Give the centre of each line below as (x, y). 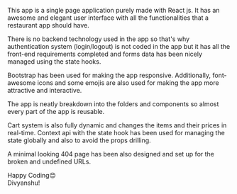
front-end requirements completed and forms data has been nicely (105, 54)
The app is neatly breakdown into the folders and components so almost (113, 104)
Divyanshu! (24, 183)
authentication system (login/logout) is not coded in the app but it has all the (119, 46)
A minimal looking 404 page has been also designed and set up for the (111, 154)
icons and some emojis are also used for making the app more (128, 83)
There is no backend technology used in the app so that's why (99, 39)
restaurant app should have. (49, 25)
